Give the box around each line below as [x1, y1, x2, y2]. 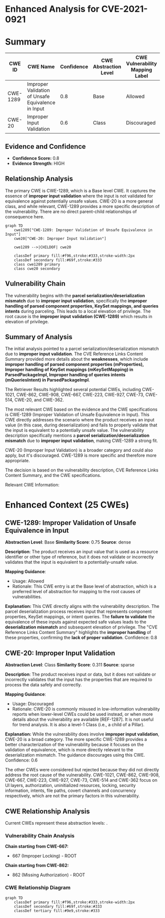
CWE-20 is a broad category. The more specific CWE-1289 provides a [5, 736, 147, 742]
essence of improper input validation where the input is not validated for [5, 193, 153, 199]
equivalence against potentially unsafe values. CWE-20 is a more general [5, 198, 153, 204]
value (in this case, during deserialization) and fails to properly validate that [5, 422, 158, 428]
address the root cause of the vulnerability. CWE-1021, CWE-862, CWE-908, [5, 772, 160, 778]
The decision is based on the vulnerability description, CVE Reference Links [5, 467, 159, 473]
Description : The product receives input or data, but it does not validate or [5, 671, 156, 678]
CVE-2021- [101, 3, 148, 15]
